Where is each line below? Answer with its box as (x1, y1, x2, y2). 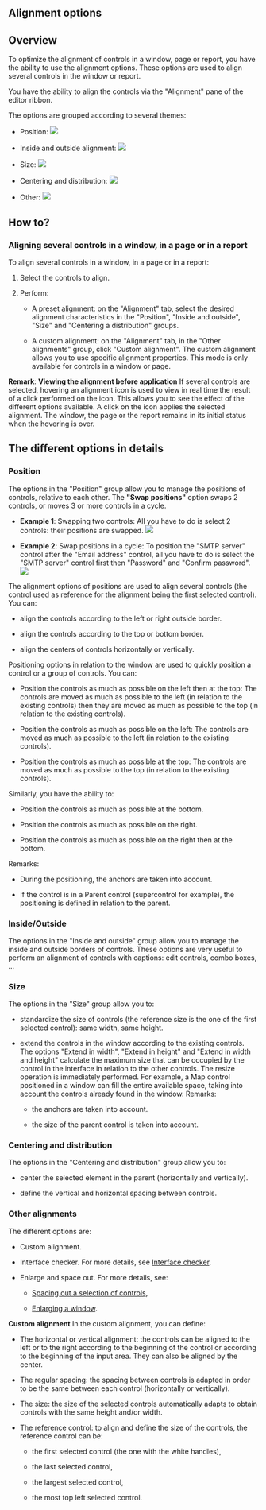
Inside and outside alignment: (19, 143, 117, 153)
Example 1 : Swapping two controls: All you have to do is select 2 (19, 516, 231, 525)
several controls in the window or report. (8, 72, 141, 81)
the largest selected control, (31, 1477, 124, 1487)
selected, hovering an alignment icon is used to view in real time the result (8, 385, 251, 394)
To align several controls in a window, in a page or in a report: (8, 257, 210, 267)
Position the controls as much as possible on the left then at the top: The (19, 683, 257, 693)
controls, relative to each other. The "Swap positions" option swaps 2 (8, 492, 238, 501)
